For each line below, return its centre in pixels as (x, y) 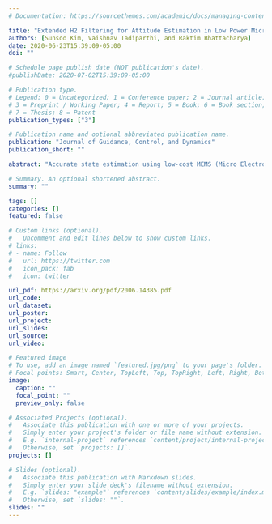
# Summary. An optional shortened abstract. (85, 179)
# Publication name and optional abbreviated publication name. (119, 134)
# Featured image (38, 358)
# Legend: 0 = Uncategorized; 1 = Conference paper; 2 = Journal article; (137, 97)
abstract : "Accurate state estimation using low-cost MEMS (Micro (123, 164)
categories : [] (34, 209)
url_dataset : (30, 306)
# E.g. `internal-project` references (78, 441)
